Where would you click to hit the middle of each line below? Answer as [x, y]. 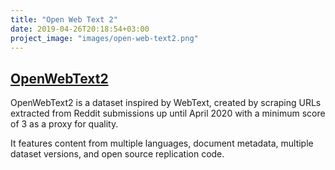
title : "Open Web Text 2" [64, 19]
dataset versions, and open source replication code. [117, 154]
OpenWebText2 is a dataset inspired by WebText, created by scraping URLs [166, 103]
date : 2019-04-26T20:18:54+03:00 [80, 29]
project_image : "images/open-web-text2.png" [104, 38]
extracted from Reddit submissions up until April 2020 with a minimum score [168, 113]
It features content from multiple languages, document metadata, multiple [162, 143]
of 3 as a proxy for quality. [64, 124]
